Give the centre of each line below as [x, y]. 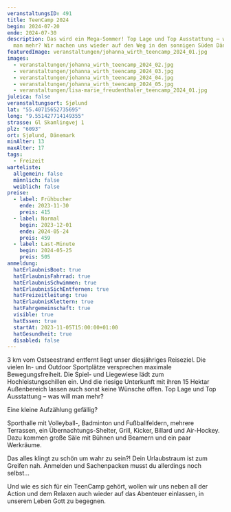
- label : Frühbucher [43, 199]
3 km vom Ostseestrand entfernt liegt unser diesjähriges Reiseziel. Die [107, 360]
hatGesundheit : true [43, 334]
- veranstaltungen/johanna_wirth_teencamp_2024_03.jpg [93, 71]
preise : [18, 193]
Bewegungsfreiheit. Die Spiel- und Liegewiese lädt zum [86, 375]
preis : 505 [35, 257]
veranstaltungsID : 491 [40, 13]
